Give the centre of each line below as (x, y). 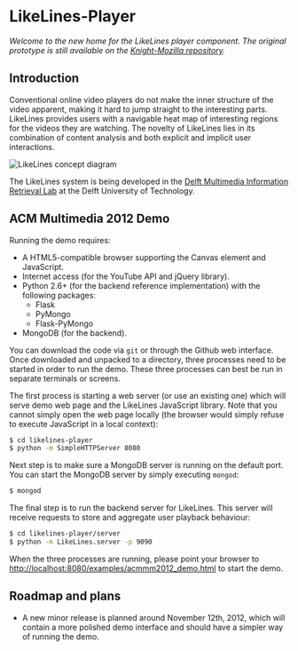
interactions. (32, 147)
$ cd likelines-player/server (65, 534)
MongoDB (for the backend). (74, 333)
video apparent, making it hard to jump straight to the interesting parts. (138, 109)
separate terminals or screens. (65, 378)
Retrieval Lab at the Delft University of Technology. (102, 191)
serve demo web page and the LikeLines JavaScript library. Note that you (143, 405)
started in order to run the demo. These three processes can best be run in (146, 369)
